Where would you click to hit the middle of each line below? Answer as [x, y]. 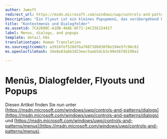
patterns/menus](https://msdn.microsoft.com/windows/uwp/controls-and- [82, 126]
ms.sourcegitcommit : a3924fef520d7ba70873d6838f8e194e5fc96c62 [72, 47]
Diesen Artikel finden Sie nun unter [41, 105]
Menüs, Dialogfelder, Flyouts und [75, 80]
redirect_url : [20, 14]
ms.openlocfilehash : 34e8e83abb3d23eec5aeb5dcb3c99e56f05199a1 [72, 51]
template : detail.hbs [28, 38]
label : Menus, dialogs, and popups [42, 33]
